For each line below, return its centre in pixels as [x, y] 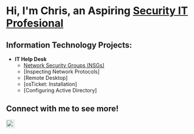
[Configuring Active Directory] [60, 90]
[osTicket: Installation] [50, 84]
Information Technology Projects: [69, 45]
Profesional [35, 23]
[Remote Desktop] [45, 78]
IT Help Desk [31, 59]
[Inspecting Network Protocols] [62, 71]
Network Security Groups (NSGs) [64, 65]
